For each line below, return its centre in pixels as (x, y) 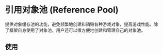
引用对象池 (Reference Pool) (62, 10)
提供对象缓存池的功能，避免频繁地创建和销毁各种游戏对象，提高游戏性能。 (79, 24)
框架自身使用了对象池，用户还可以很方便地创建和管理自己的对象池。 (77, 30)
